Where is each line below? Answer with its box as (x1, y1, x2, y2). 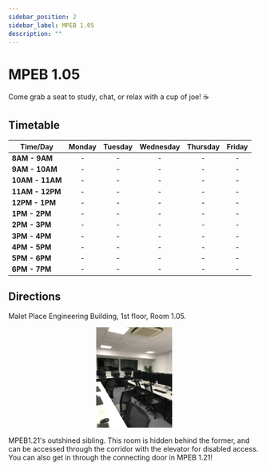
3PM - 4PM (11, 231, 52, 241)
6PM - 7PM (11, 265, 52, 274)
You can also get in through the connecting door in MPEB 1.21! (8, 452, 213, 463)
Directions (8, 290, 62, 304)
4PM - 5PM (11, 242, 52, 252)
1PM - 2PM (11, 209, 52, 219)
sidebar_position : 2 (8, 13, 77, 21)
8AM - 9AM (11, 153, 54, 163)
